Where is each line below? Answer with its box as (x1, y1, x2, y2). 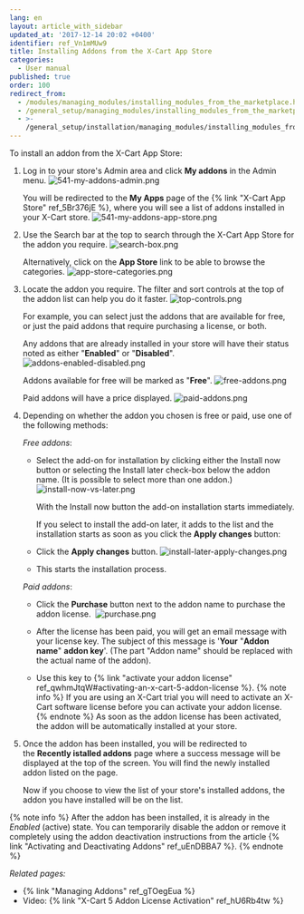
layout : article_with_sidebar (9, 22, 124, 31)
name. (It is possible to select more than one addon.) (35, 474, 233, 485)
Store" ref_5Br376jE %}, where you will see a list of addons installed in (22, 202, 285, 213)
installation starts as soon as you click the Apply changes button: (35, 529, 280, 540)
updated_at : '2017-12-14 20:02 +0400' (9, 30, 156, 39)
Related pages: (9, 868, 66, 879)
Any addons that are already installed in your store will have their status (22, 338, 290, 349)
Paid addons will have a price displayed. (22, 393, 173, 404)
